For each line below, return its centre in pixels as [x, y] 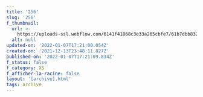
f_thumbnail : [23, 23]
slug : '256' [21, 17]
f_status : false [27, 62]
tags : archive [24, 85]
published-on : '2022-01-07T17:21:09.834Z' [60, 57]
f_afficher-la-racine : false [43, 74]
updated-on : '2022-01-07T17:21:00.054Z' [58, 46]
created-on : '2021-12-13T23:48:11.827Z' [58, 51]
